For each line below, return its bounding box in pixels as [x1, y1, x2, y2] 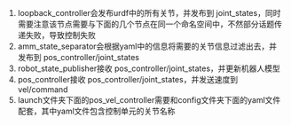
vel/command [17, 84, 68, 95]
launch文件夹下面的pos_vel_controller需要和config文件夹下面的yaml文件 [17, 95, 281, 105]
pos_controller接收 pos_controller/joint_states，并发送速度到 [17, 74, 238, 84]
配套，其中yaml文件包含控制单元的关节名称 [17, 105, 176, 116]
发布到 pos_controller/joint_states [17, 52, 140, 62]
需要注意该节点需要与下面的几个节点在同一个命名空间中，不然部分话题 [17, 19, 275, 29]
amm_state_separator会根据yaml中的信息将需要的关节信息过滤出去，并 [17, 41, 278, 51]
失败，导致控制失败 [25, 30, 96, 40]
